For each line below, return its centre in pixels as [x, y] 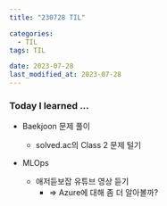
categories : [31, 33]
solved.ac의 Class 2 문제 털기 [88, 145]
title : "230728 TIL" [48, 17]
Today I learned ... [49, 105]
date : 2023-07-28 [42, 66]
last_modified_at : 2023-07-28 [66, 75]
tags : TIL [28, 50]
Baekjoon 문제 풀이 [56, 127]
